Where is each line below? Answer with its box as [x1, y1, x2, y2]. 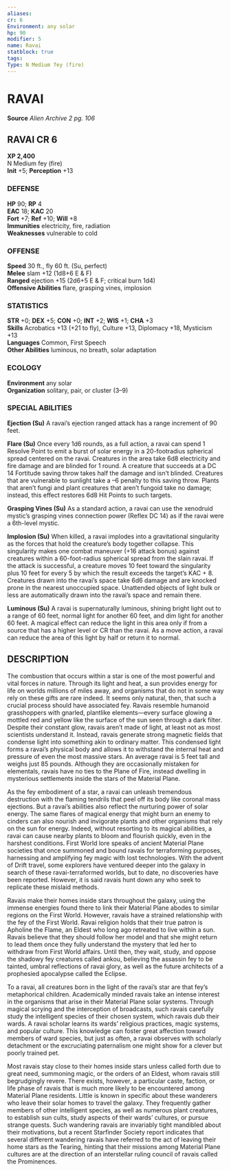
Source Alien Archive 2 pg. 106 [7, 114, 95, 122]
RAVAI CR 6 [7, 134, 58, 145]
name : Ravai [7, 42, 41, 49]
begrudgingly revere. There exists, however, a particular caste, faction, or [7, 1077, 215, 1085]
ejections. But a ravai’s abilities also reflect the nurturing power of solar [7, 802, 208, 811]
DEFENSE [7, 184, 40, 194]
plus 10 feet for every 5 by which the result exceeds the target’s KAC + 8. [7, 569, 214, 577]
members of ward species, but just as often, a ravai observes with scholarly [7, 1034, 222, 1042]
